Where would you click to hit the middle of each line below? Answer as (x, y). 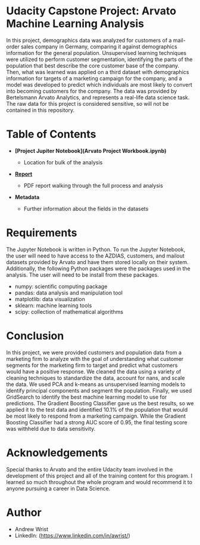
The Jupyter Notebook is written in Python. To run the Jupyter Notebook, (96, 249)
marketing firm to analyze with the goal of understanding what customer (95, 359)
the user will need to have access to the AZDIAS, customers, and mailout (95, 256)
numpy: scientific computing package (61, 286)
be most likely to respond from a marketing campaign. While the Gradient (96, 416)
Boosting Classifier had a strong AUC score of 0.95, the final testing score (97, 422)
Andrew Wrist (32, 529)
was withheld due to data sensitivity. (51, 428)
